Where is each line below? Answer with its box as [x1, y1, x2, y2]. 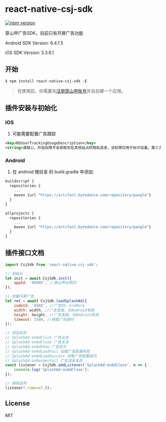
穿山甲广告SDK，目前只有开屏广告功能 [5, 30, 83, 36]
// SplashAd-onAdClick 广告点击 [5, 335, 69, 340]
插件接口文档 [5, 249, 44, 257]
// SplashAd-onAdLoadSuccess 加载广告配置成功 [5, 353, 97, 359]
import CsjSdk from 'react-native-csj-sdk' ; [5, 262, 98, 267]
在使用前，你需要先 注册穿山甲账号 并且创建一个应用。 [17, 88, 126, 94]
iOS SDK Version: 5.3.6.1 [5, 50, 54, 55]
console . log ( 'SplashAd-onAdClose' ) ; [14, 368, 90, 372]
